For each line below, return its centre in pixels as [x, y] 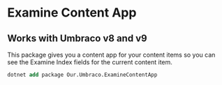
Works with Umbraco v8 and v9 [77, 38]
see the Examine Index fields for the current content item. [90, 62]
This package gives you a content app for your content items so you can [111, 55]
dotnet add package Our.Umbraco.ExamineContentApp [82, 75]
